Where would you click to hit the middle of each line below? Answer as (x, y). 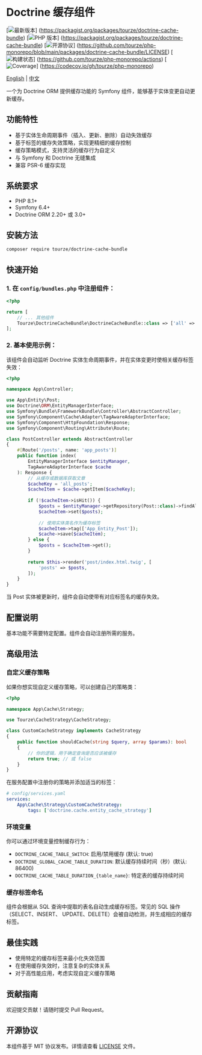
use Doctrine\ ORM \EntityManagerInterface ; (60, 406)
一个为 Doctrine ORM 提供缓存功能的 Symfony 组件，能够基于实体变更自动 (98, 91)
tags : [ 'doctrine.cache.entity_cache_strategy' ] (90, 810)
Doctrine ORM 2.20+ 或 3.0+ (50, 214)
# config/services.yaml (36, 794)
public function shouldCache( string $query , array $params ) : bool (102, 742)
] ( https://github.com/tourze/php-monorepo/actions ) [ (100, 59)
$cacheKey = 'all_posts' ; (60, 484)
